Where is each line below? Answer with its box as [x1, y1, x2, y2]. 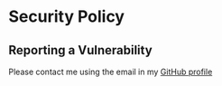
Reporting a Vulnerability [8, 43, 153, 58]
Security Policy [8, 6, 125, 27]
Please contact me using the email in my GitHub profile [8, 66, 213, 77]
